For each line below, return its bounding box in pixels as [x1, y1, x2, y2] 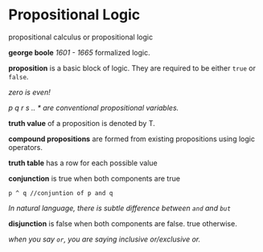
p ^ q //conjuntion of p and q [8, 189, 113, 197]
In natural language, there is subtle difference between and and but [8, 203, 232, 213]
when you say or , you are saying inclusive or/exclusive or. [8, 234, 201, 244]
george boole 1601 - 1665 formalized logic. [8, 47, 150, 57]
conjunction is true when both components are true [8, 173, 181, 183]
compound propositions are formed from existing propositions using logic [8, 134, 256, 144]
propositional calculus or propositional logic [8, 32, 154, 42]
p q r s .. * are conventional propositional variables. [8, 103, 179, 112]
